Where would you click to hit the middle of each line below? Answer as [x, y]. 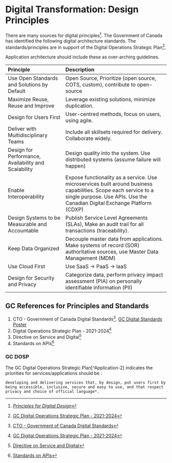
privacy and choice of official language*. [52, 391]
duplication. [79, 106]
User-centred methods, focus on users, [113, 114]
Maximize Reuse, [28, 99]
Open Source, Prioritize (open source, [111, 78]
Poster [20, 324]
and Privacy [22, 284]
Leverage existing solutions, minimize [110, 99]
